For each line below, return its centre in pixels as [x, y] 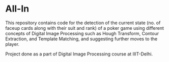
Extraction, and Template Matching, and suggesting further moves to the [81, 39]
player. [12, 44]
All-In [17, 9]
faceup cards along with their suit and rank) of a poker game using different [85, 28]
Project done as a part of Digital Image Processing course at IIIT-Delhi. [79, 54]
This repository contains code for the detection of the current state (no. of [83, 23]
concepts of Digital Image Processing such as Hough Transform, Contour [82, 33]
